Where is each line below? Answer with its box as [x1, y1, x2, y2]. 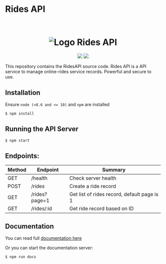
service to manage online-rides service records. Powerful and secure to [5, 68, 152, 75]
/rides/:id [31, 205, 52, 212]
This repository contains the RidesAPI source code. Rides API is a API [5, 64, 147, 69]
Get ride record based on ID [69, 205, 134, 212]
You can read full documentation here [5, 235, 82, 241]
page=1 [31, 197, 50, 204]
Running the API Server [5, 125, 79, 133]
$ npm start [5, 138, 30, 143]
